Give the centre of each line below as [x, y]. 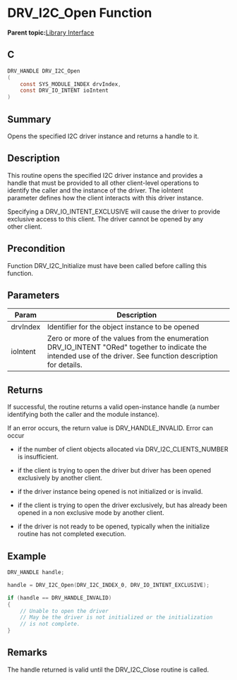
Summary [29, 119]
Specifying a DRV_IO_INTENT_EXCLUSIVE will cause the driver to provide [114, 211]
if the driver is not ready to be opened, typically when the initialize [114, 526]
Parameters [34, 295]
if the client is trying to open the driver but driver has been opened [114, 470]
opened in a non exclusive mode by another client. [91, 513]
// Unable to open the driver [65, 611]
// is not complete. [50, 624]
